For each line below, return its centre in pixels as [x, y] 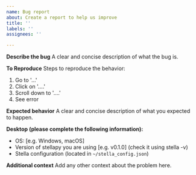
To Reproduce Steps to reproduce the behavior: [66, 68]
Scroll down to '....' [38, 93]
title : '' [19, 23]
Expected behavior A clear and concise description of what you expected [98, 111]
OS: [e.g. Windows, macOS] [50, 141]
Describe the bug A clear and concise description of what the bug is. [92, 57]
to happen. [20, 118]
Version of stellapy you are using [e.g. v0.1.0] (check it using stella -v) [101, 147]
